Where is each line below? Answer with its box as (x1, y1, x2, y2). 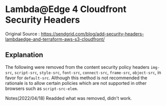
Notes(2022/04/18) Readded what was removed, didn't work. (5, 95, 132, 101)
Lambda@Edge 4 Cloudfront (5, 4, 127, 15)
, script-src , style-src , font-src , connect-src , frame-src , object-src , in (12, 69, 161, 75)
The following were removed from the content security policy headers (5, 64, 149, 70)
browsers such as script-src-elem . (5, 85, 78, 91)
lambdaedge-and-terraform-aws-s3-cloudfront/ (5, 36, 105, 42)
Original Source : (5, 31, 40, 37)
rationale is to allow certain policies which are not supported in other (5, 80, 147, 86)
